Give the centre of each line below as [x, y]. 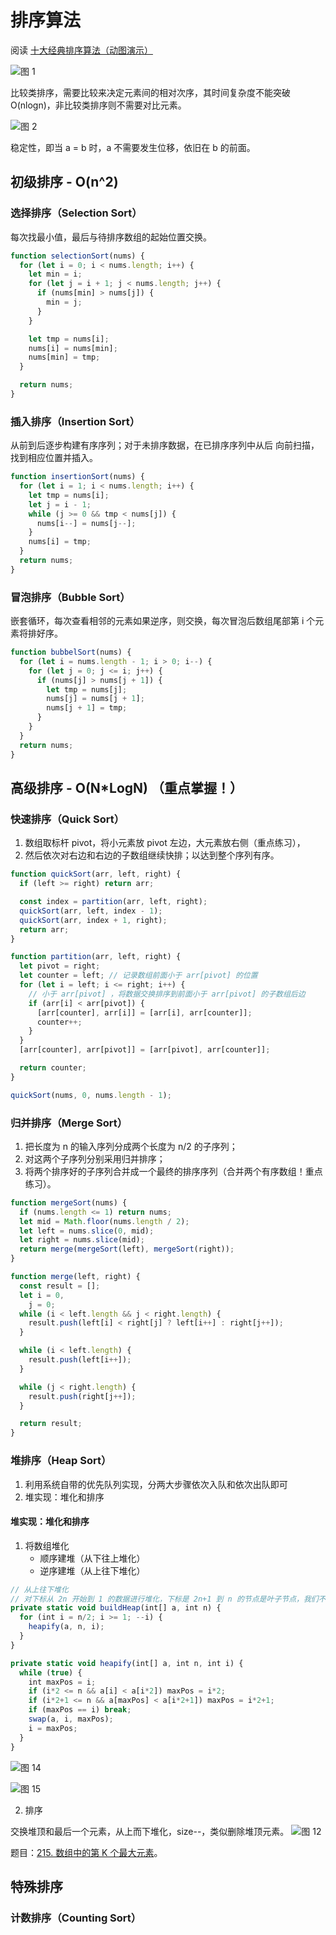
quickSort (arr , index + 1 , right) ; [93, 920]
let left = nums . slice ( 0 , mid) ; [87, 1231]
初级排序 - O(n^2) [64, 182]
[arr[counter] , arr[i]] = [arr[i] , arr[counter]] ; [144, 1012]
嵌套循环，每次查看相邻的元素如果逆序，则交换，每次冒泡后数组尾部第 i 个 [163, 621]
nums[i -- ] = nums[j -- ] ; [86, 523]
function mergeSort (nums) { [69, 1202]
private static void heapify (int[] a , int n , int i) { [127, 1663]
